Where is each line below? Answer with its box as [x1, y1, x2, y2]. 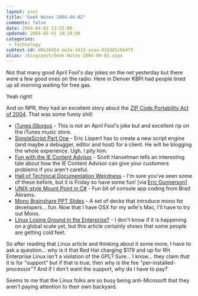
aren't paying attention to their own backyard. [6, 283, 118, 290]
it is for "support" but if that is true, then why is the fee [6, 259, 139, 266]
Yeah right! [6, 93, 33, 100]
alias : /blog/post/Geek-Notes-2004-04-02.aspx [6, 53, 123, 58]
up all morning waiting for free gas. [6, 81, 92, 89]
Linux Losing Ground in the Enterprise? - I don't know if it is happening [14, 216, 187, 223]
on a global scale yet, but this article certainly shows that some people [14, 222, 187, 229]
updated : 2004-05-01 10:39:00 [6, 31, 81, 37]
